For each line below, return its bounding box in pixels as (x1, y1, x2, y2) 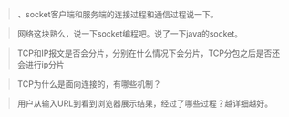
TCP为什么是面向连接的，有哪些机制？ (16, 79, 161, 90)
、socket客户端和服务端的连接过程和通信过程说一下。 (16, 9, 219, 19)
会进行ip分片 (16, 59, 65, 69)
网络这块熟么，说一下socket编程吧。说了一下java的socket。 (16, 28, 243, 39)
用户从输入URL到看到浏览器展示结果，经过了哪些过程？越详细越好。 (16, 98, 274, 109)
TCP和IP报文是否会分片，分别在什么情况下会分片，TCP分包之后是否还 (16, 48, 281, 58)
